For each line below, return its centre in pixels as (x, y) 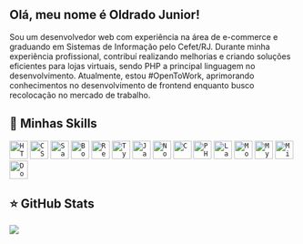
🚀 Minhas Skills (53, 123)
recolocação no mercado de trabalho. (80, 95)
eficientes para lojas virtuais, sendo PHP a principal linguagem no (132, 66)
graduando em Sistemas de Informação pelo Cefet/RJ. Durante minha (140, 46)
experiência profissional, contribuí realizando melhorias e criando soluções (150, 56)
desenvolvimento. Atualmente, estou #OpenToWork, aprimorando (132, 76)
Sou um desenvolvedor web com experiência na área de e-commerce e (144, 36)
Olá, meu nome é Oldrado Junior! (105, 15)
